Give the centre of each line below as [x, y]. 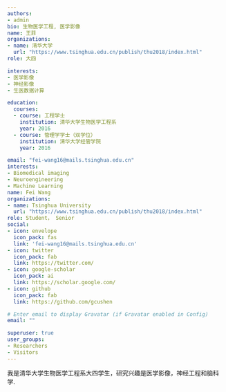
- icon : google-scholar [41, 270]
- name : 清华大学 [30, 46]
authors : [20, 13]
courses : [26, 109]
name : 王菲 [22, 33]
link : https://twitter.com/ [54, 263]
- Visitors [23, 352]
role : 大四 [22, 59]
